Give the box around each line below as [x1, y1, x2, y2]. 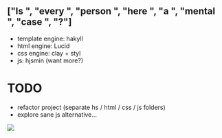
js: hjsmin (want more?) [16, 56, 84, 65]
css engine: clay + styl [16, 49, 81, 57]
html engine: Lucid [16, 41, 70, 50]
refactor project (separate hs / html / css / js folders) [16, 103, 166, 111]
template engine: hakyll [16, 34, 84, 43]
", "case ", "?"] [7, 16, 72, 28]
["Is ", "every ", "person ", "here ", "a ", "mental [7, 5, 215, 17]
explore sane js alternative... [16, 110, 98, 119]
